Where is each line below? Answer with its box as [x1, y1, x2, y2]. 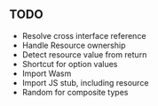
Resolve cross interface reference [21, 30, 146, 41]
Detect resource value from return [21, 49, 147, 60]
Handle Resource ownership [21, 40, 126, 50]
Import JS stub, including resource [21, 77, 149, 87]
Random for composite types [21, 87, 129, 97]
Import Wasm [21, 68, 72, 79]
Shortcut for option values [21, 58, 118, 69]
